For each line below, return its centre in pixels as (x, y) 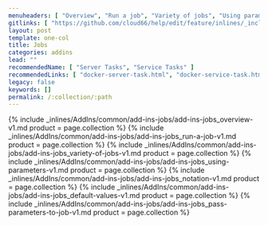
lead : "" (23, 60)
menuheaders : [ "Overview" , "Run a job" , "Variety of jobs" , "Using (124, 16)
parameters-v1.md (39, 170)
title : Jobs (28, 45)
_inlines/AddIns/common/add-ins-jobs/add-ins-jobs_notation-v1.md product (134, 179)
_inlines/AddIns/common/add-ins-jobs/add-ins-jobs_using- (132, 162)
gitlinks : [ (28, 23)
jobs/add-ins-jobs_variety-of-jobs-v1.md (75, 153)
